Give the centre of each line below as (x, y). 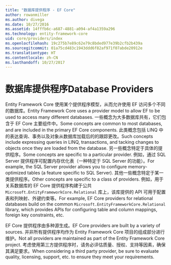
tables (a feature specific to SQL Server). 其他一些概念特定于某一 (95, 173)
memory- (138, 167)
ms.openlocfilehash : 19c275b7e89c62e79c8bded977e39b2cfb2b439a (74, 43)
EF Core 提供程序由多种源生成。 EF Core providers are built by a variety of (83, 226)
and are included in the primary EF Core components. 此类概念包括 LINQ (81, 130)
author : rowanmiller (27, 15)
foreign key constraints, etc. (35, 215)
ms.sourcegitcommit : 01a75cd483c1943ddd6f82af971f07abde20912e (74, 48)
